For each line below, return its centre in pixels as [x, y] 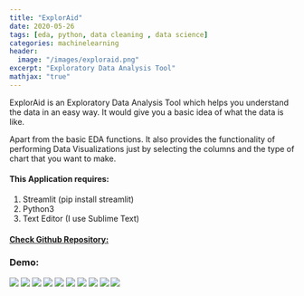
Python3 [38, 208]
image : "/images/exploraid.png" [79, 60]
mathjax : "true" [40, 77]
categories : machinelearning [64, 43]
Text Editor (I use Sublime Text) [81, 218]
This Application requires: [59, 179]
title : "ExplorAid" [46, 18]
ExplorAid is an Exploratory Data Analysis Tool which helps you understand [149, 102]
